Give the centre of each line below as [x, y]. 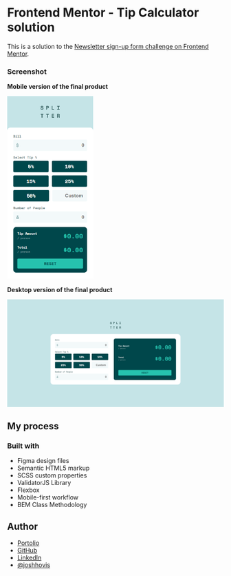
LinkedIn [29, 558]
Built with [23, 446]
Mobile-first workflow [48, 497]
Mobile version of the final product [58, 87]
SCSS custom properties [52, 475]
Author [22, 526]
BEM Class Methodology [52, 505]
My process [33, 426]
